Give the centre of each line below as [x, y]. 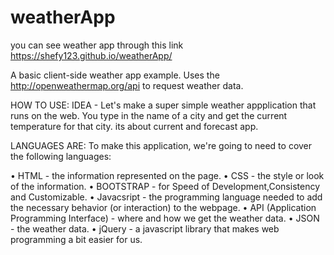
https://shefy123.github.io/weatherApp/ [91, 55]
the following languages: [61, 156]
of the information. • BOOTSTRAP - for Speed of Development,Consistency [165, 186]
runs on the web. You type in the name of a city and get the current [149, 115]
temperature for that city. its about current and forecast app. [134, 126]
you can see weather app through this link [97, 45]
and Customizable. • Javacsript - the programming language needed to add [166, 197]
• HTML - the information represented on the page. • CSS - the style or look [167, 175]
